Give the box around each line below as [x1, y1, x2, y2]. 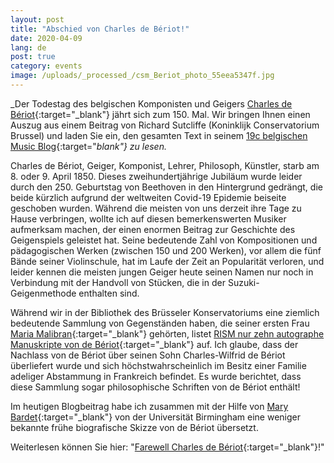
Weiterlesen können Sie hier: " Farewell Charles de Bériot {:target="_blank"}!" [10, 441, 325, 453]
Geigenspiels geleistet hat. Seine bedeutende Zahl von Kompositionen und [10, 234, 318, 246]
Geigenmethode [10, 287, 77, 299]
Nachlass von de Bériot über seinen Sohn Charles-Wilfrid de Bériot [10, 349, 286, 361]
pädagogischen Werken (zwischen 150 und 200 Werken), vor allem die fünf [10, 244, 322, 256]
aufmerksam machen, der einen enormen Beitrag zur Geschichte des [10, 223, 296, 235]
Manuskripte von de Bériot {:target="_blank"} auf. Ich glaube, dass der [10, 338, 299, 350]
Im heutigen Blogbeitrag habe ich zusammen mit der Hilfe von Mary [10, 400, 289, 412]
